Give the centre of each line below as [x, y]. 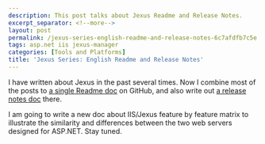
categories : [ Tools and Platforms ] [67, 52]
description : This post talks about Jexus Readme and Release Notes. [126, 15]
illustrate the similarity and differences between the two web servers [120, 123]
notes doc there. [35, 99]
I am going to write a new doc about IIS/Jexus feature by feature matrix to [129, 114]
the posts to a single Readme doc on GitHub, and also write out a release [127, 90]
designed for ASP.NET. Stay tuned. [65, 131]
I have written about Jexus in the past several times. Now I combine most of [132, 82]
